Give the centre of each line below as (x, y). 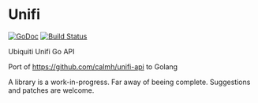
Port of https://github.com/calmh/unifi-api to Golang (93, 66)
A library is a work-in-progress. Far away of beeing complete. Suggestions (129, 82)
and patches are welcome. (51, 90)
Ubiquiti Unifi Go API (41, 51)
